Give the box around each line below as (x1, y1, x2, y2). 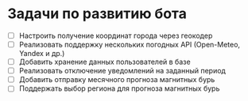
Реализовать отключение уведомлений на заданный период (18, 66, 226, 76)
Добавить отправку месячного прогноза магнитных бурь (18, 75, 215, 84)
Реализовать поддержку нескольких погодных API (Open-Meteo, (18, 40, 240, 49)
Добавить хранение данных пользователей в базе (18, 57, 192, 67)
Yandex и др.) (18, 49, 65, 58)
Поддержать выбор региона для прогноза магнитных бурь (18, 84, 220, 93)
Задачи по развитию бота (7, 5, 188, 23)
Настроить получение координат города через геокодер (18, 31, 213, 40)
